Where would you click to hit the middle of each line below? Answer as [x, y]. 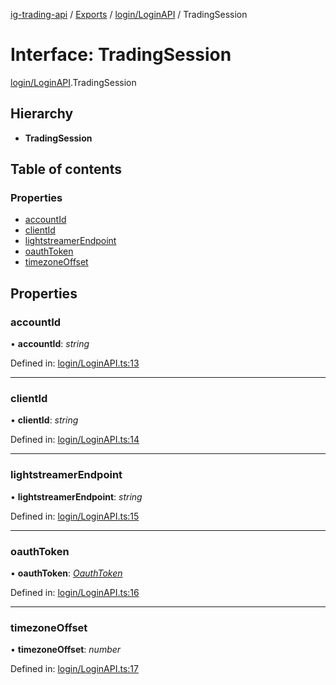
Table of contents [66, 169]
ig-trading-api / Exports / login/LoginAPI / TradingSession [129, 14]
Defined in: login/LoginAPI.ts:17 [74, 669]
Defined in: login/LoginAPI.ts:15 [75, 516]
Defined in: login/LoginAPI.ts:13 [75, 363]
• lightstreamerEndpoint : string [76, 496]
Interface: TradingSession [121, 55]
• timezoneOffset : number [66, 650]
